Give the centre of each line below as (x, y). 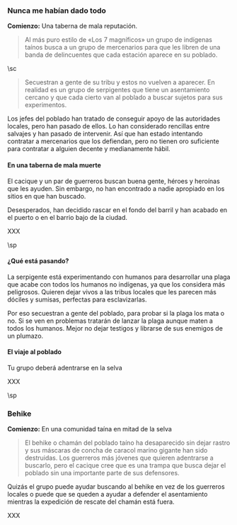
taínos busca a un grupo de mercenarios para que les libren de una (122, 48)
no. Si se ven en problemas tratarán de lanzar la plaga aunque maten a (110, 321)
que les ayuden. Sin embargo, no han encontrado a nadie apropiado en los (116, 188)
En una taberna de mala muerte (54, 165)
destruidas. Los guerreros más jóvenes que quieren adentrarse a (119, 458)
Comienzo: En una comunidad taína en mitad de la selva (89, 429)
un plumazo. (25, 336)
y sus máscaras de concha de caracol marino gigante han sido (116, 451)
